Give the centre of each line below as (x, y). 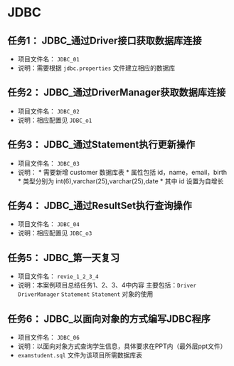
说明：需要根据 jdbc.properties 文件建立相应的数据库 (96, 68)
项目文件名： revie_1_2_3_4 (58, 276)
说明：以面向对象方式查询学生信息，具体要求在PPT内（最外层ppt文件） (122, 346)
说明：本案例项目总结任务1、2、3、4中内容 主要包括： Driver (107, 285)
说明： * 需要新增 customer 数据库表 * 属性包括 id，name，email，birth (122, 172)
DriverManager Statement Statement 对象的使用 (85, 294)
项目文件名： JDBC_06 (48, 337)
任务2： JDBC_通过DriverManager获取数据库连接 (117, 92)
